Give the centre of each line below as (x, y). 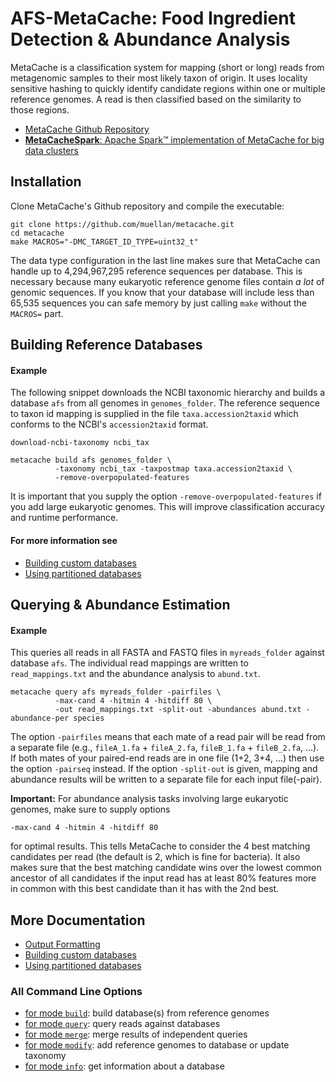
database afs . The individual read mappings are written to (129, 663)
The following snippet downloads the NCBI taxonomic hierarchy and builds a (168, 393)
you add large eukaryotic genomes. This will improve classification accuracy (167, 507)
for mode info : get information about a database (124, 1066)
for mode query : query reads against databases (122, 1024)
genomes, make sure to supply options (90, 809)
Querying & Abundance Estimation (120, 604)
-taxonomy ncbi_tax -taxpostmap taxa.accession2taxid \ (173, 469)
